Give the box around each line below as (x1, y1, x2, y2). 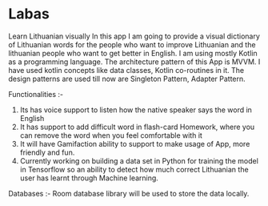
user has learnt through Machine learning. (19, 173, 158, 183)
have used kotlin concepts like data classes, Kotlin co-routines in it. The (8, 65, 245, 75)
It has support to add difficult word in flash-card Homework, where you (19, 122, 255, 131)
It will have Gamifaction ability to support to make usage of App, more (19, 139, 250, 148)
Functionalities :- (8, 89, 64, 99)
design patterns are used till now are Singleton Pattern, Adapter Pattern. (8, 74, 246, 83)
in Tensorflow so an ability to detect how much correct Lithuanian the (19, 164, 250, 174)
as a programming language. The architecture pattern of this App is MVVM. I (8, 57, 261, 67)
